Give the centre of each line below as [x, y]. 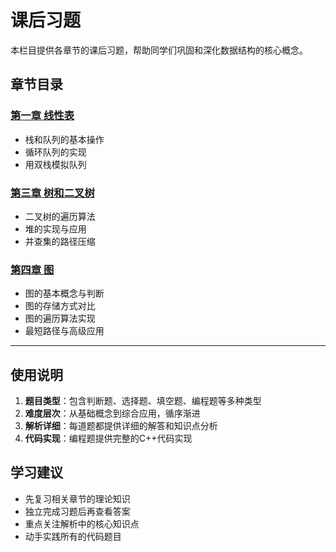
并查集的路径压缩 [60, 241]
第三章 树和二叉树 [52, 193]
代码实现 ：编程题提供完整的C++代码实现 [108, 438]
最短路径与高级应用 [64, 331]
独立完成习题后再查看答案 [77, 511]
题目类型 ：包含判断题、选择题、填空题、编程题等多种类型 [143, 401]
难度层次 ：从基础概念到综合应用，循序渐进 [112, 413]
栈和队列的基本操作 [64, 139]
